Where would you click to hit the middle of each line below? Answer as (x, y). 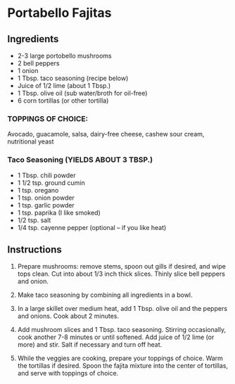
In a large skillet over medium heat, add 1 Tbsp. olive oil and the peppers (122, 309)
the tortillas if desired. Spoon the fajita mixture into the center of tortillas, (123, 366)
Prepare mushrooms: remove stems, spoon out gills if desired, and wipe (122, 267)
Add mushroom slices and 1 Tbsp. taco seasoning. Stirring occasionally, (122, 330)
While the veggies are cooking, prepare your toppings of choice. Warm (120, 358)
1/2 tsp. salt (34, 220)
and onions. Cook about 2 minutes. (68, 316)
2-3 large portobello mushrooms (65, 56)
